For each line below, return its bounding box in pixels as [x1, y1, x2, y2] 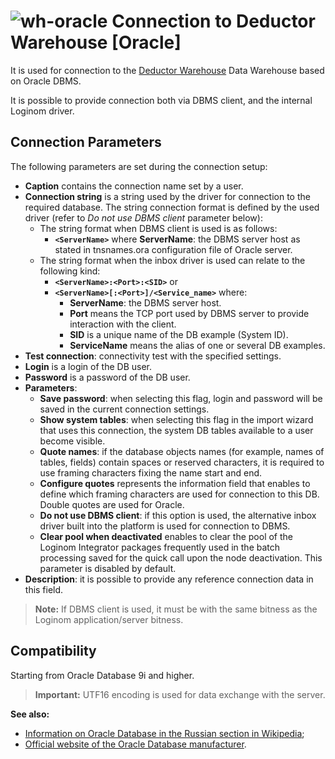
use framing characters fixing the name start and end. [39, 466, 263, 479]
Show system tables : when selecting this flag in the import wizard [39, 413, 314, 425]
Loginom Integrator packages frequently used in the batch [39, 541, 281, 553]
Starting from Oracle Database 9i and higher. [10, 669, 195, 681]
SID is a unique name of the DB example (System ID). [69, 328, 289, 340]
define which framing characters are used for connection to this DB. [39, 488, 320, 500]
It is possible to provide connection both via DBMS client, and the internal [10, 94, 313, 106]
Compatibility [10, 643, 97, 660]
